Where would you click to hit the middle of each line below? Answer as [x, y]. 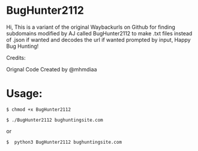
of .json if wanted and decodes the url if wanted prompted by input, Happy [98, 40]
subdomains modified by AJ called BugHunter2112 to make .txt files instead [99, 33]
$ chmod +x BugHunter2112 [38, 109]
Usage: [25, 94]
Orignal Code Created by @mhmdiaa [52, 69]
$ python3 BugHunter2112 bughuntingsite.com [64, 142]
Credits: [16, 58]
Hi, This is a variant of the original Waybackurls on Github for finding [91, 27]
